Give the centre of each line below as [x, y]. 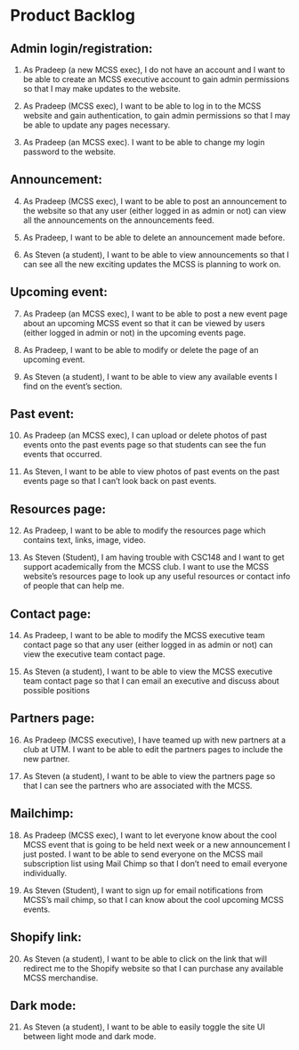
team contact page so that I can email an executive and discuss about [151, 681]
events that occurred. [62, 455]
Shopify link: [46, 937]
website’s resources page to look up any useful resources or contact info [157, 577]
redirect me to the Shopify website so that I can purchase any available [153, 968]
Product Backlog [73, 16]
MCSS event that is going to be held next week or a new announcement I [157, 844]
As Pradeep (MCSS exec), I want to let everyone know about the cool [149, 835]
